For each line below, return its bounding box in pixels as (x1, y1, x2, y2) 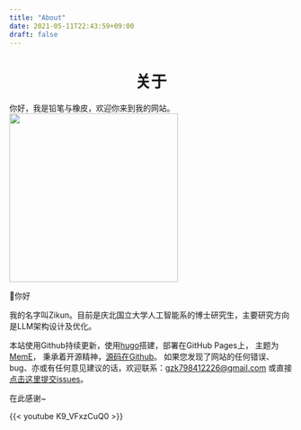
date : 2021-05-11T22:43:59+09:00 (9, 22, 135, 31)
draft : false (9, 30, 58, 39)
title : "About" (9, 13, 66, 22)
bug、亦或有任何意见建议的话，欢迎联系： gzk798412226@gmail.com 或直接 (9, 363, 292, 373)
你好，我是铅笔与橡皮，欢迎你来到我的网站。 (9, 103, 175, 113)
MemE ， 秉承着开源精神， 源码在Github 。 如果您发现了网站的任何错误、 (9, 352, 274, 363)
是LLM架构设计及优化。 (9, 321, 97, 332)
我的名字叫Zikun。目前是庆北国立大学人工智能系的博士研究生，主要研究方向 (9, 309, 290, 320)
